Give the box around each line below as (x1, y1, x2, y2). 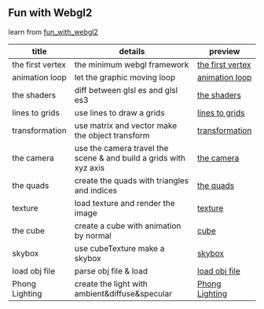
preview (209, 46, 240, 57)
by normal (74, 230, 112, 241)
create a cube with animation (74, 220, 181, 231)
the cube (12, 225, 46, 236)
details (119, 46, 145, 57)
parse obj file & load (74, 265, 148, 276)
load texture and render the (74, 197, 175, 208)
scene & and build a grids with (74, 153, 186, 164)
